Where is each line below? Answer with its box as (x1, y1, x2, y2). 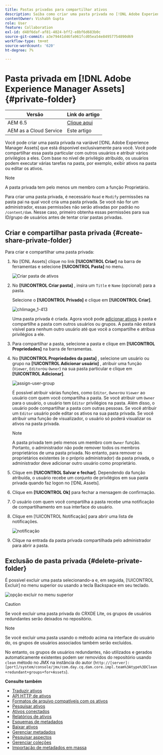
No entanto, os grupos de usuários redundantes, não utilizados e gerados (5, 650, 152, 655)
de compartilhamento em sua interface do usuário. (12, 504, 114, 510)
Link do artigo (67, 111, 100, 118)
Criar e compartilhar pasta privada (5, 228, 112, 237)
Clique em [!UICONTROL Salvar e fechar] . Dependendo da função (12, 470, 146, 475)
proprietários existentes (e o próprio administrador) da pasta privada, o (12, 455, 154, 461)
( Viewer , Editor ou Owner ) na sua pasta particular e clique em (12, 366, 132, 372)
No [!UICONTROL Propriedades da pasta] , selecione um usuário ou (12, 355, 149, 361)
